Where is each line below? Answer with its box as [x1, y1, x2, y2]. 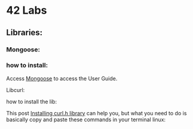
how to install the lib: [6, 98, 57, 105]
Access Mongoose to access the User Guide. [6, 75, 118, 82]
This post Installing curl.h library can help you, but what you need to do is [6, 109, 187, 116]
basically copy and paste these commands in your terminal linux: [6, 116, 166, 123]
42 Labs [6, 4, 47, 17]
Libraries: [6, 27, 43, 38]
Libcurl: [6, 86, 25, 93]
